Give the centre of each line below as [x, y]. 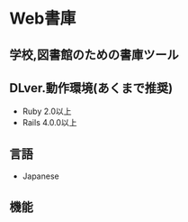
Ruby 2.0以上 [47, 111]
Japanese [41, 176]
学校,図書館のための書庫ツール [94, 55]
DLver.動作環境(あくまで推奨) [91, 88]
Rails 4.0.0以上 [49, 123]
